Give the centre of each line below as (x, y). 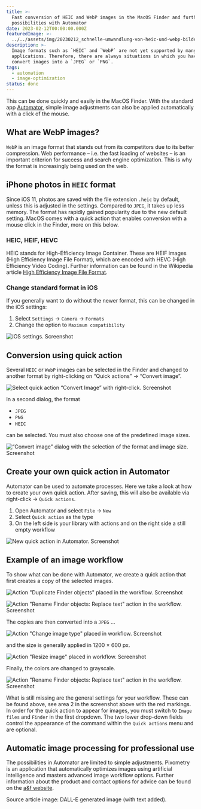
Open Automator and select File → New (63, 510)
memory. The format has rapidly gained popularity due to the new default (97, 212)
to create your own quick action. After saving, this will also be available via (98, 492)
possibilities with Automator (49, 23)
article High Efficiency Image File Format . (57, 272)
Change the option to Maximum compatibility (70, 325)
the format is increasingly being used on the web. (67, 166)
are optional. (22, 729)
